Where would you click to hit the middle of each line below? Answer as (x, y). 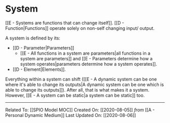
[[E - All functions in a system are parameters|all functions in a (85, 53)
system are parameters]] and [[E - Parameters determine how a (86, 58)
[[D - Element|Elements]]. (39, 69)
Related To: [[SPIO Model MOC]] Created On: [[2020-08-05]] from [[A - (80, 110)
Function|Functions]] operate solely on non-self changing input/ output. (80, 28)
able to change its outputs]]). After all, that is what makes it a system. (77, 90)
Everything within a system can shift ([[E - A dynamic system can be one (81, 79)
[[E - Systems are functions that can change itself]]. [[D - (65, 23)
